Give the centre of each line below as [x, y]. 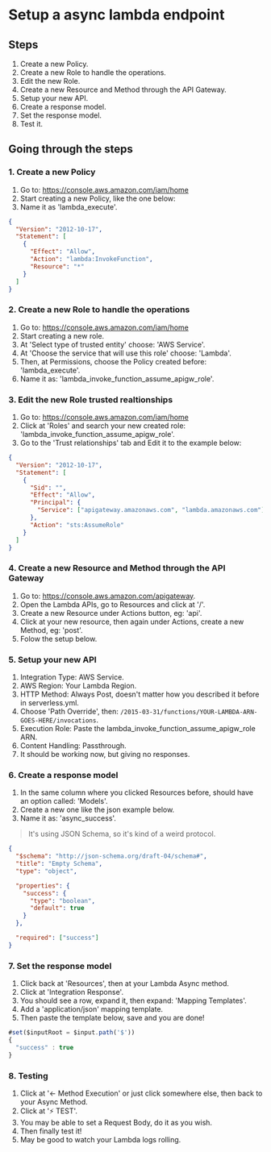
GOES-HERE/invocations [58, 721]
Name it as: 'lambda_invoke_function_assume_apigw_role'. [117, 378]
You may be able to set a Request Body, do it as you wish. [116, 1122]
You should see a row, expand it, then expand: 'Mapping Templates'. [133, 1000]
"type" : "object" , [47, 871]
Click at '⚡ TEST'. [49, 1111]
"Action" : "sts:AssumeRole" [77, 525]
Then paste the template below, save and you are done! [112, 1018]
